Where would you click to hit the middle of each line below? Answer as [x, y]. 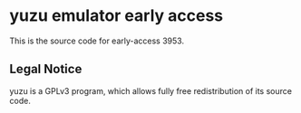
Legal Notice [46, 69]
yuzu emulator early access [117, 16]
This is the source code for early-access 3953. [97, 41]
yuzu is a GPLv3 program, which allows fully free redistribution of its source [151, 90]
